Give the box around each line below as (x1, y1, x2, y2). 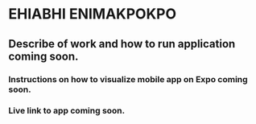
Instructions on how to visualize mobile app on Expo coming (8, 73, 248, 85)
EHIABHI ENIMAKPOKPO (8, 5, 177, 23)
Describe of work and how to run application (8, 37, 236, 51)
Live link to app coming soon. (8, 105, 126, 117)
